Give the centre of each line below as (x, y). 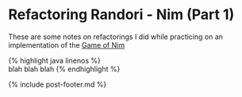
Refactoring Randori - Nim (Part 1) (121, 15)
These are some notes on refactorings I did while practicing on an (116, 37)
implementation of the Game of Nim (67, 45)
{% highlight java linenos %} (54, 60)
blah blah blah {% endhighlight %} (64, 68)
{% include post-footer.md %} (58, 84)
